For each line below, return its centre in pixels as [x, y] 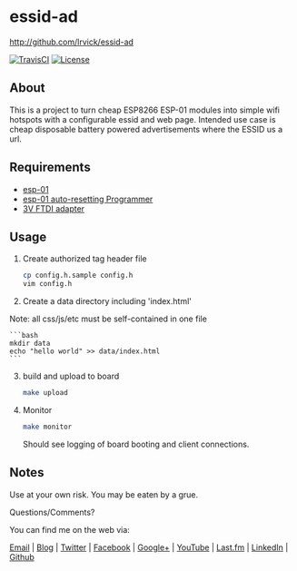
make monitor [47, 427]
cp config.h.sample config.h [78, 276]
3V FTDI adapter [53, 208]
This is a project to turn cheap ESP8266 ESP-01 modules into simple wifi [144, 110]
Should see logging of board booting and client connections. [136, 444]
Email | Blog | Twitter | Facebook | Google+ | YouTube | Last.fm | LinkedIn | [149, 547]
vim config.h [47, 284]
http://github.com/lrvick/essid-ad [72, 42]
